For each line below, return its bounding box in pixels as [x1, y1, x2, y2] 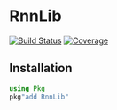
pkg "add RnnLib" [9, 92, 69, 101]
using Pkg [9, 84, 46, 93]
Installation [9, 61, 73, 76]
